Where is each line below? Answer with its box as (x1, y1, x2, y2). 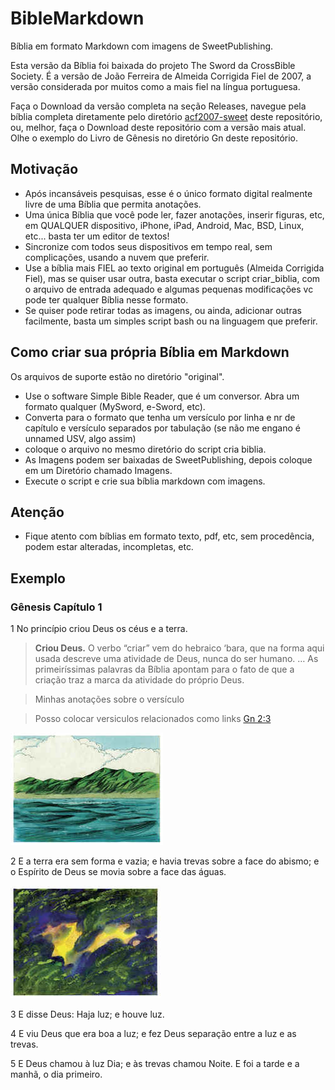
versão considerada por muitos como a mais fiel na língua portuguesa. (10, 80, 301, 92)
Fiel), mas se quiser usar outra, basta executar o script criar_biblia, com (24, 272, 321, 284)
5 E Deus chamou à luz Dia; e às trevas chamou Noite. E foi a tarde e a (10, 1058, 300, 1070)
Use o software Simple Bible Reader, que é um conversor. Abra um (24, 390, 300, 402)
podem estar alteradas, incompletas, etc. (24, 541, 194, 553)
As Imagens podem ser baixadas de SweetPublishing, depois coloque (24, 453, 313, 466)
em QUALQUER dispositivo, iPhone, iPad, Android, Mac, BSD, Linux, (24, 219, 305, 231)
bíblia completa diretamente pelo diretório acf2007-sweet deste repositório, (10, 110, 323, 122)
